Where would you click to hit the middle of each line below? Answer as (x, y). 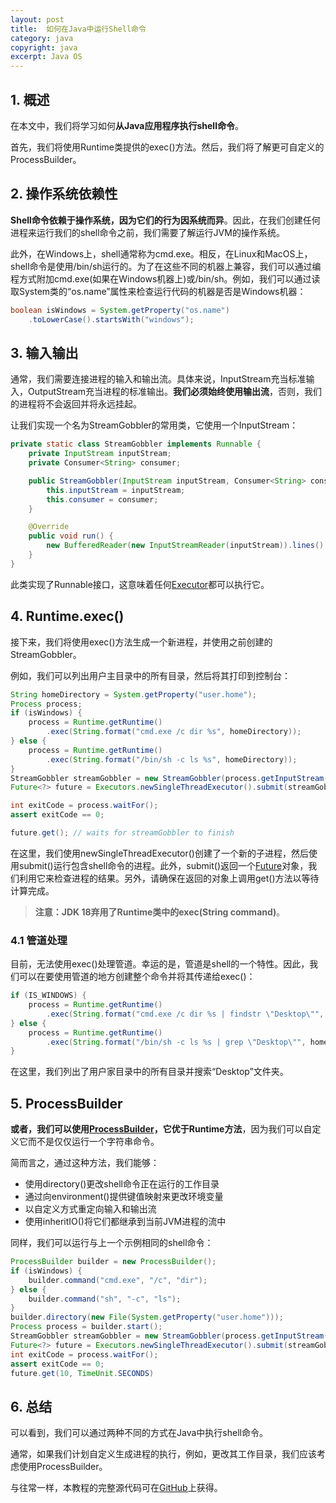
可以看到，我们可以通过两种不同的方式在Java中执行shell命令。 (139, 1433)
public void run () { (71, 536)
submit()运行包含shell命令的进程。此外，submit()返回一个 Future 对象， (163, 865)
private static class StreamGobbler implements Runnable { (136, 444)
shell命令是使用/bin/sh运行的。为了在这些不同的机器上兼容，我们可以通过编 (166, 266)
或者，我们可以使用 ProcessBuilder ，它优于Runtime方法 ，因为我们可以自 (161, 1129)
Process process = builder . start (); (86, 1327)
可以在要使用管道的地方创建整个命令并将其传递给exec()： (137, 977)
